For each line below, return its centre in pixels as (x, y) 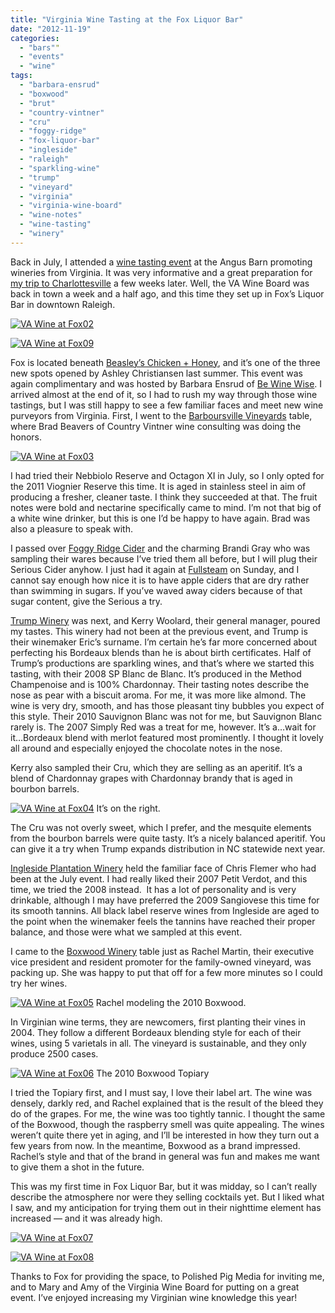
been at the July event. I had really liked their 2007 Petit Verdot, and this (159, 878)
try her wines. (39, 983)
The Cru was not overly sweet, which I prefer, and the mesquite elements (161, 827)
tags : (21, 76)
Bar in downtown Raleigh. (63, 304)
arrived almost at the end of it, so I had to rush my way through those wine (164, 394)
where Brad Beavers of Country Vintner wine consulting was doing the (156, 426)
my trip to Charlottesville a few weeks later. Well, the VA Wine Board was (160, 283)
